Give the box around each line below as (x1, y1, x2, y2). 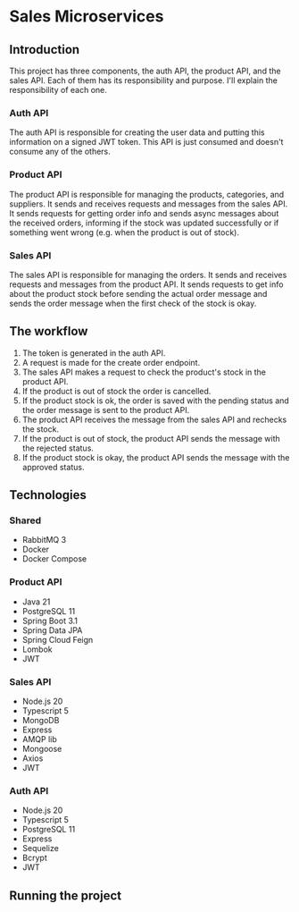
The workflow (9, 324, 88, 339)
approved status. (21, 461, 85, 472)
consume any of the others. (9, 146, 112, 157)
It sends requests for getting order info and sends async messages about (9, 207, 279, 218)
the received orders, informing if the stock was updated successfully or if (9, 217, 279, 228)
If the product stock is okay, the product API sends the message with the (21, 452, 290, 462)
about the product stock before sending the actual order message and (9, 288, 268, 299)
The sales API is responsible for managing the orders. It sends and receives (9, 269, 287, 280)
